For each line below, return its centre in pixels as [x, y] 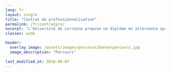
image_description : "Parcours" [43, 52]
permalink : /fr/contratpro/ [35, 24]
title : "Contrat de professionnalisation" [51, 19]
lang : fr [15, 10]
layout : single [21, 15]
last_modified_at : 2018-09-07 [37, 61]
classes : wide [20, 33]
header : [13, 43]
